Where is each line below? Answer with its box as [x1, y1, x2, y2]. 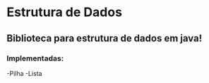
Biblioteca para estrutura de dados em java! [6, 32, 203, 44]
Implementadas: [6, 53, 64, 63]
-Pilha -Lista [6, 69, 42, 77]
